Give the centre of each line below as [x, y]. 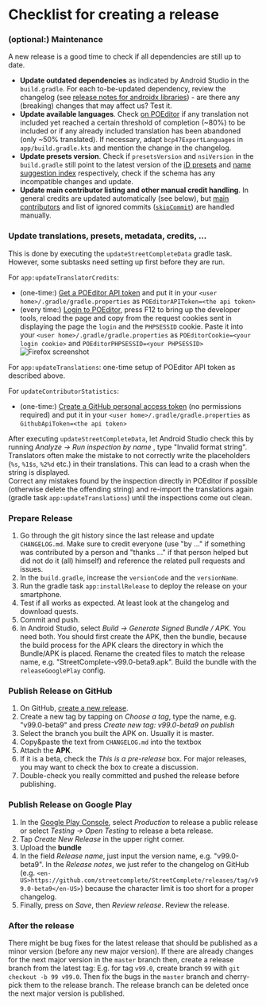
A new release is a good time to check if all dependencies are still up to [125, 56]
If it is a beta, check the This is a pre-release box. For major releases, [133, 759]
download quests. [49, 611]
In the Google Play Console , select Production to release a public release [139, 822]
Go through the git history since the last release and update [117, 536]
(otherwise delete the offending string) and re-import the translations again [131, 489]
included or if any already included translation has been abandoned [130, 131]
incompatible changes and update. [76, 182]
